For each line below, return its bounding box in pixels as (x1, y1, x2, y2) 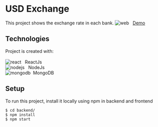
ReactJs (24, 59, 42, 65)
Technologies (5, 35, 50, 43)
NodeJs (28, 64, 45, 70)
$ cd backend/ (5, 108, 36, 113)
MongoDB (33, 70, 55, 76)
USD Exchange (5, 3, 70, 15)
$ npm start (5, 116, 31, 122)
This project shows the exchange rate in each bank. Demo (5, 20, 145, 26)
